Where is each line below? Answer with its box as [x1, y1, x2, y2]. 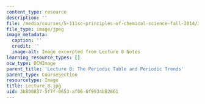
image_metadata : [6, 32, 48, 38]
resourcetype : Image [6, 77, 59, 83]
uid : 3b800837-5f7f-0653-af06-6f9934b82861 [6, 89, 119, 95]
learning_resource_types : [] [6, 54, 81, 61]
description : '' [6, 15, 48, 21]
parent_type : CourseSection [6, 72, 78, 78]
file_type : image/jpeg [6, 26, 64, 32]
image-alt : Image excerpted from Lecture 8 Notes [12, 49, 140, 55]
